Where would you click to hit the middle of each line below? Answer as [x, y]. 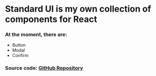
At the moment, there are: [36, 35]
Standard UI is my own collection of [78, 9]
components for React [51, 19]
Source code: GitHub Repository [44, 68]
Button [19, 45]
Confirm [20, 56]
